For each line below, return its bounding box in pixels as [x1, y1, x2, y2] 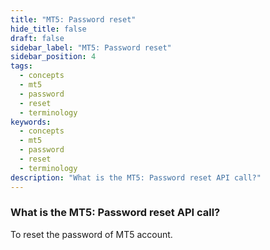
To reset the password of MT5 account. [10, 228, 173, 240]
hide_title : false [10, 24, 87, 34]
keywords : [10, 117, 52, 127]
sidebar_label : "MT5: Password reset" [10, 42, 172, 53]
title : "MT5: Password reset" [10, 14, 137, 25]
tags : [10, 61, 33, 71]
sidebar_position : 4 [10, 52, 97, 62]
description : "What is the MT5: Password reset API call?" [10, 172, 262, 183]
